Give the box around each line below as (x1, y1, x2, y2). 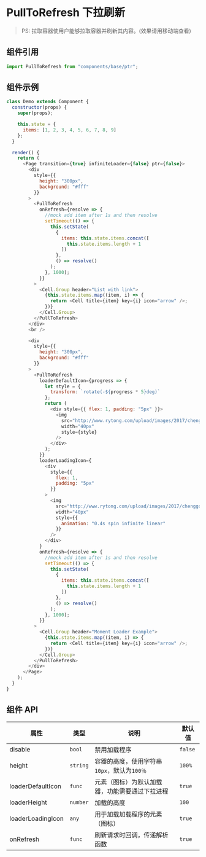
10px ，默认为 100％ (94, 766, 147, 775)
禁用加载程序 (94, 745, 132, 754)
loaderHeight (9, 798, 47, 807)
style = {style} (61, 429, 97, 435)
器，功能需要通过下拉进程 (94, 787, 169, 796)
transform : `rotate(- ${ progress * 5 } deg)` (50, 389, 161, 395)
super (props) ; (17, 110, 53, 117)
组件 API (6, 705, 39, 715)
